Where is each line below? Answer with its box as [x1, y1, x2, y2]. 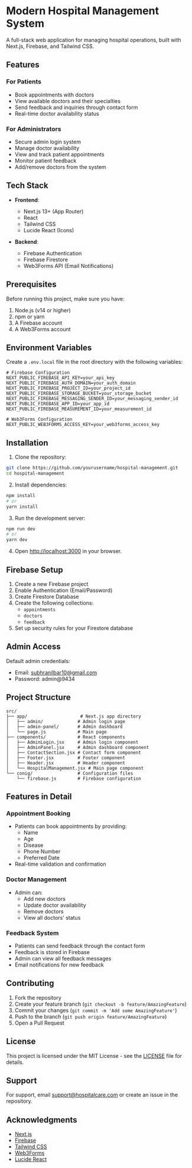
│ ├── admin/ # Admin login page [6, 718, 126, 724]
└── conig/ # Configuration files [6, 770, 134, 776]
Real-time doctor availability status [14, 110, 99, 117]
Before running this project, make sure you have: [6, 295, 125, 302]
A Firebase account [14, 319, 63, 327]
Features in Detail [6, 792, 72, 801]
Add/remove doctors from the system [14, 163, 106, 170]
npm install [6, 492, 35, 498]
